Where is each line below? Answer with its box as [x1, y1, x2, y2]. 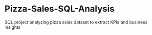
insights [4, 24, 21, 30]
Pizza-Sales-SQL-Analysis [4, 3, 115, 14]
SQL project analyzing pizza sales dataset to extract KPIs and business [4, 19, 148, 25]
